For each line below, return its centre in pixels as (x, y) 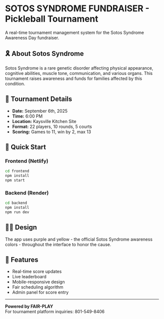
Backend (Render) (27, 193)
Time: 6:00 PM (27, 116)
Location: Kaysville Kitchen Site (44, 121)
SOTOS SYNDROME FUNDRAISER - (77, 9)
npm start (15, 180)
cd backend (16, 203)
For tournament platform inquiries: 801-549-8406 (55, 312)
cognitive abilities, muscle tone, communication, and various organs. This (79, 73)
